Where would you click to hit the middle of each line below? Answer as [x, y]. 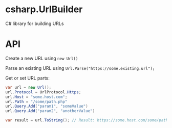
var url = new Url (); [28, 87]
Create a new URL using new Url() [42, 58]
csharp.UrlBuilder [44, 9]
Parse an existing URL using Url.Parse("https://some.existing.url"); [80, 68]
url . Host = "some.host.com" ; [36, 97]
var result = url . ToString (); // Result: [50, 120]
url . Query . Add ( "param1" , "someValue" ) [47, 106]
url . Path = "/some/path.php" [36, 101]
